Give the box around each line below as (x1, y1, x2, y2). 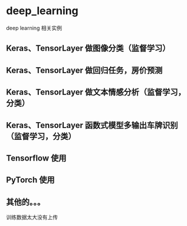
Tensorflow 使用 (6, 153, 67, 163)
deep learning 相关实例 (6, 24, 62, 31)
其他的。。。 (6, 196, 45, 207)
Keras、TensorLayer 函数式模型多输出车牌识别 (6, 120, 178, 130)
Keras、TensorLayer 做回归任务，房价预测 (6, 65, 163, 75)
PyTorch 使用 (6, 175, 55, 185)
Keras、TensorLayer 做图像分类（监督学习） (6, 43, 170, 54)
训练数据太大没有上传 (6, 214, 58, 221)
